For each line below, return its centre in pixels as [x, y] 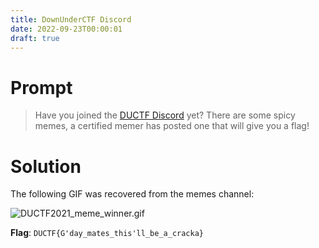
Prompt [41, 87]
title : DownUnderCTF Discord [71, 19]
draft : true [35, 38]
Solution [46, 166]
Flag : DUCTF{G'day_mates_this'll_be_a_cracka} [107, 233]
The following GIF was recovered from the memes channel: [132, 194]
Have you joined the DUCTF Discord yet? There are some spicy [165, 115]
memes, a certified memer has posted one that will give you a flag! [172, 126]
